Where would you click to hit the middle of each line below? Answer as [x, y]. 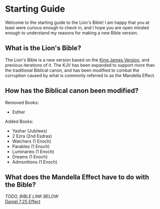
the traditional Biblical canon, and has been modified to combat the [72, 70]
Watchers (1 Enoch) [32, 141]
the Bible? [21, 184]
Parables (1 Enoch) [31, 146]
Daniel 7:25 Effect [23, 202]
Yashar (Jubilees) [30, 131]
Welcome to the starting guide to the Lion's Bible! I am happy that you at [77, 22]
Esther [18, 112]
